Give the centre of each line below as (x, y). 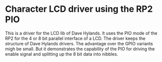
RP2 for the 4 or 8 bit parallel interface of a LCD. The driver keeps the (75, 38)
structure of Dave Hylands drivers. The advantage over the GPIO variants (79, 43)
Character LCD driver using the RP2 (79, 9)
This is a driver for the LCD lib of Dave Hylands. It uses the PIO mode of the (81, 33)
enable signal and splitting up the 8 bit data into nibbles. (62, 54)
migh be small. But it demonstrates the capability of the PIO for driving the (80, 49)
